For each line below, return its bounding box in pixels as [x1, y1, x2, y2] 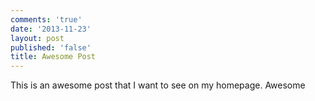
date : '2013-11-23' [10, 24, 92, 34]
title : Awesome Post [10, 52, 97, 62]
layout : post [10, 33, 65, 43]
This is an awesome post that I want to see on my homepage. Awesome [10, 79, 306, 91]
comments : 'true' [10, 14, 83, 25]
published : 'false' [10, 42, 92, 53]
